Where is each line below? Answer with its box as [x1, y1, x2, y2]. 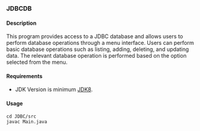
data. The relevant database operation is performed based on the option [6, 52, 187, 59]
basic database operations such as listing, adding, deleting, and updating [6, 45, 189, 53]
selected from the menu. [6, 59, 68, 66]
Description [6, 19, 37, 27]
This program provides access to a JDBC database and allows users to [6, 33, 184, 40]
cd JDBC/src [6, 113, 36, 119]
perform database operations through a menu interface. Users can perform [6, 39, 195, 47]
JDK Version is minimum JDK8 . [15, 86, 93, 93]
